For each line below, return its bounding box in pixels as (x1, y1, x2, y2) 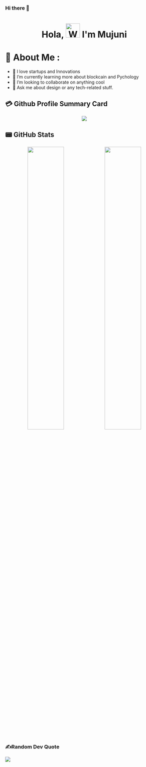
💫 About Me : (5, 52, 60, 63)
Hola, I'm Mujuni (42, 29, 127, 40)
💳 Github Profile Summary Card (5, 100, 108, 108)
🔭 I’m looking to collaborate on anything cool (12, 79, 105, 85)
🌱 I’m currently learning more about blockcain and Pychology (12, 74, 139, 80)
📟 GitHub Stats (5, 130, 54, 139)
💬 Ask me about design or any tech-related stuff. (12, 85, 113, 91)
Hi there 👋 (5, 5, 30, 12)
